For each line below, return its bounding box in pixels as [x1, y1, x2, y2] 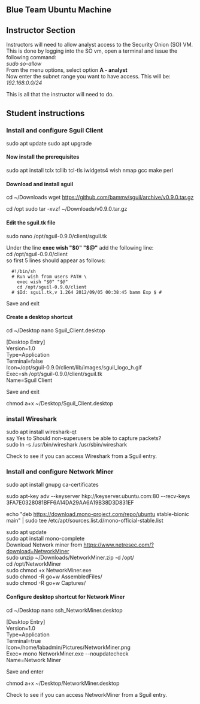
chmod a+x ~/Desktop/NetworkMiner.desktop [6, 679, 120, 687]
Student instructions [6, 108, 85, 119]
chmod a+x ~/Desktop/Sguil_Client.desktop [6, 399, 114, 406]
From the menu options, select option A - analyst [6, 66, 128, 74]
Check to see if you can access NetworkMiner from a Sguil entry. [6, 691, 168, 698]
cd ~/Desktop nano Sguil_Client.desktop [6, 326, 105, 334]
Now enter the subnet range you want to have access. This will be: [6, 73, 171, 80]
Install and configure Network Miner [6, 467, 114, 475]
